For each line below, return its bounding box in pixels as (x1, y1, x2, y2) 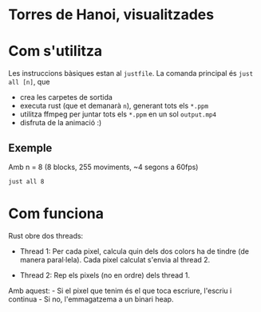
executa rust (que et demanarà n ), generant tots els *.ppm (19, 101, 209, 111)
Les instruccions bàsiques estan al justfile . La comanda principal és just (8, 69, 254, 78)
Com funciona (8, 205, 104, 223)
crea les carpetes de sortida (19, 93, 113, 102)
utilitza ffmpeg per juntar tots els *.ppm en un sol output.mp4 (19, 109, 217, 119)
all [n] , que (8, 77, 50, 87)
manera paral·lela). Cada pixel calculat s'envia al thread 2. (19, 255, 211, 264)
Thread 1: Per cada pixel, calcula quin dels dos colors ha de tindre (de (19, 246, 250, 256)
